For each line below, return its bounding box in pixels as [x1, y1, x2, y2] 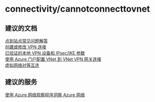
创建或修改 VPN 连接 [5, 44, 47, 50]
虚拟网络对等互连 [5, 62, 39, 68]
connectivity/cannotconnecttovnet [5, 3, 150, 15]
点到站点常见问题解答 [5, 38, 48, 43]
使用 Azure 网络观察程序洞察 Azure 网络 [5, 92, 85, 98]
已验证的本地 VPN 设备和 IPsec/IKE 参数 [5, 50, 85, 56]
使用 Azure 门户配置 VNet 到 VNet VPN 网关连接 [5, 56, 101, 62]
